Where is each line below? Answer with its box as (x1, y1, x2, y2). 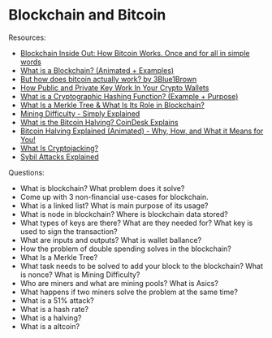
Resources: (8, 32, 46, 42)
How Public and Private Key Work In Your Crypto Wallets (19, 83, 209, 93)
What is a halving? (19, 313, 82, 323)
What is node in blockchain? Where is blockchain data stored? (19, 209, 229, 219)
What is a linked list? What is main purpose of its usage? (19, 201, 209, 210)
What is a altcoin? (19, 321, 80, 331)
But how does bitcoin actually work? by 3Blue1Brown (19, 74, 197, 84)
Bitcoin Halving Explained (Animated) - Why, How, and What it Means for (19, 126, 264, 136)
